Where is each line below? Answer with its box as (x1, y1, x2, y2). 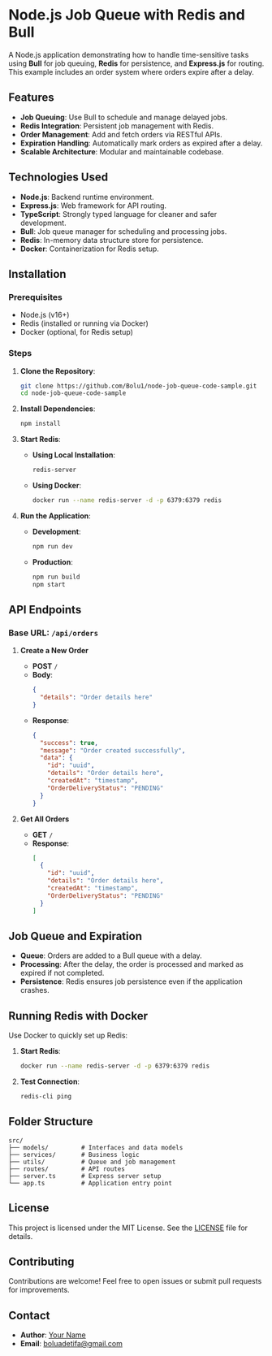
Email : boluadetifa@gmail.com (19, 1339, 123, 1349)
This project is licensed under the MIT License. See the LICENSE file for (8, 1223, 248, 1233)
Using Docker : (32, 481, 82, 491)
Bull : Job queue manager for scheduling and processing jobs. (19, 226, 227, 236)
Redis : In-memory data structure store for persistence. (19, 235, 204, 245)
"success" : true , (39, 739, 99, 747)
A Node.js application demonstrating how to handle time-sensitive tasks (8, 50, 249, 59)
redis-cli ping (19, 1093, 72, 1101)
